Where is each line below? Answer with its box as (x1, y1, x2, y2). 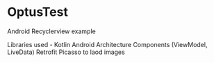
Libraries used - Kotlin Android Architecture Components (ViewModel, (7, 40, 208, 48)
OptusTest (7, 4, 68, 20)
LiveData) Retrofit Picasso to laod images (7, 48, 125, 56)
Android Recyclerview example (7, 27, 96, 35)
